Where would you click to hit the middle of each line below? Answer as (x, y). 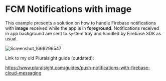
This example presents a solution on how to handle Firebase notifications (81, 23)
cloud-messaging (23, 73)
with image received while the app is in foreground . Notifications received (82, 28)
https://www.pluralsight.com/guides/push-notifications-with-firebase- (78, 68)
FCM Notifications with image (68, 9)
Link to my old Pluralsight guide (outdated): (50, 58)
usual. (12, 39)
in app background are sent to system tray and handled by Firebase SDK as (83, 33)
